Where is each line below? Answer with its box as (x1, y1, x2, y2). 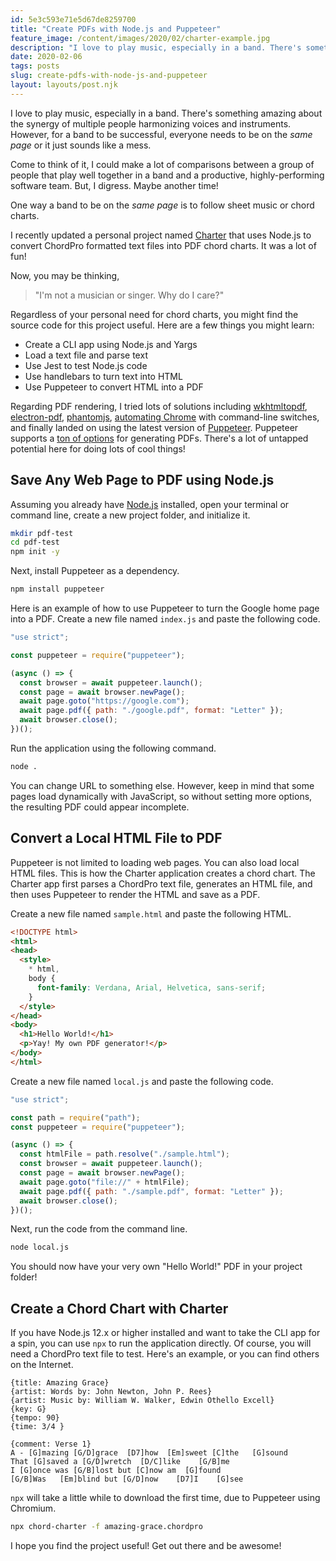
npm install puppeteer (10, 584, 105, 595)
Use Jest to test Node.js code (24, 359, 148, 371)
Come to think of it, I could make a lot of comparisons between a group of (10, 158, 315, 170)
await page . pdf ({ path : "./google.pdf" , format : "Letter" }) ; (19, 706, 284, 716)
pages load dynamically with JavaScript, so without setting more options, (10, 790, 313, 802)
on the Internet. (10, 1359, 74, 1371)
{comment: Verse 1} (10, 1439, 92, 1450)
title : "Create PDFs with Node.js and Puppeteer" (10, 24, 222, 34)
